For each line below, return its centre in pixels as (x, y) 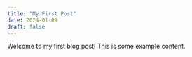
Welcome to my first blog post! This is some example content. (96, 47)
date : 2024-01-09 (33, 20)
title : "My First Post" (42, 14)
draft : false (26, 26)
